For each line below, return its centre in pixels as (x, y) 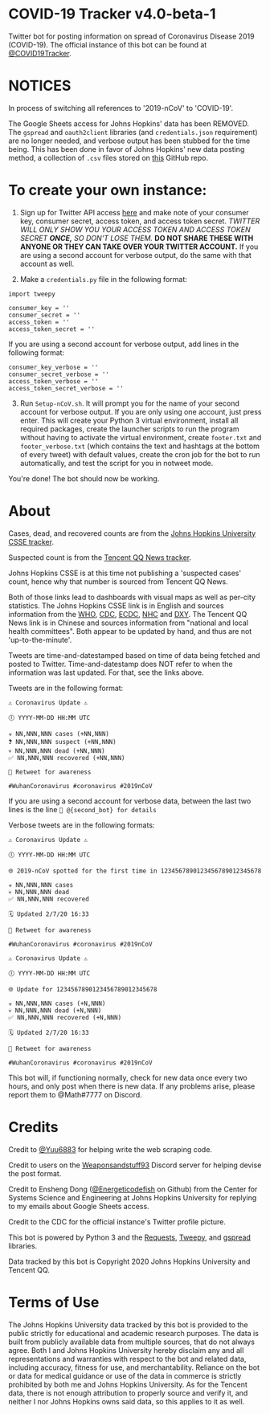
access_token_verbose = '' (53, 381)
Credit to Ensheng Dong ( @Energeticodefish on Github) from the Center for (133, 1189)
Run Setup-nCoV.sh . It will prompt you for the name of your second (129, 403)
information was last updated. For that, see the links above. (106, 672)
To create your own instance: (108, 190)
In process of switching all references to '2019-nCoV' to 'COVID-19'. (121, 108)
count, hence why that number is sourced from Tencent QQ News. (118, 581)
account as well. (47, 264)
